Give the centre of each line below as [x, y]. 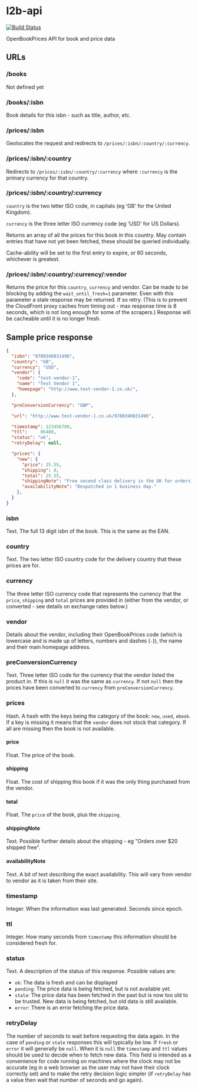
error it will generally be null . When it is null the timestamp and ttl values [97, 1048]
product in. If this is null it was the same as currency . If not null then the [95, 682]
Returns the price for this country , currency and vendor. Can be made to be [97, 287]
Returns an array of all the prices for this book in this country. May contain [96, 235]
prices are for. [23, 566]
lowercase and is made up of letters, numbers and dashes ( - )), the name [94, 640]
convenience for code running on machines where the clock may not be [93, 1061]
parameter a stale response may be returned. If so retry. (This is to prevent [97, 300]
